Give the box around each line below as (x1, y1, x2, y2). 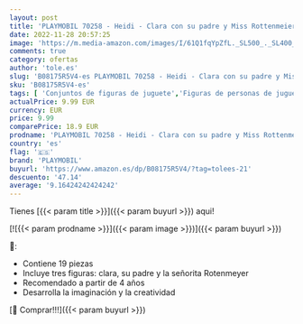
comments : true (9, 47, 67, 56)
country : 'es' (9, 139, 63, 148)
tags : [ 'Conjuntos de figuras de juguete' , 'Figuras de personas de (9, 88, 272, 97)
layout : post (9, 13, 59, 23)
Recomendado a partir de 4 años (22, 277, 145, 289)
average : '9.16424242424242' (9, 181, 119, 190)
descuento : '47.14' (9, 172, 83, 181)
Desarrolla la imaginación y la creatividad (22, 287, 176, 298)
